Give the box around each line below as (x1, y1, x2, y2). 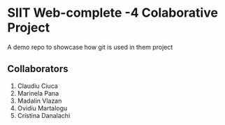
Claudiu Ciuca (17, 82, 58, 90)
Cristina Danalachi (17, 111, 71, 119)
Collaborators (7, 63, 68, 75)
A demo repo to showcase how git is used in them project (7, 43, 173, 51)
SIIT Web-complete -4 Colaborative (7, 5, 219, 21)
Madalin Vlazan (17, 96, 62, 105)
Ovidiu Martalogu (17, 103, 68, 112)
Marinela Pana (17, 89, 59, 97)
